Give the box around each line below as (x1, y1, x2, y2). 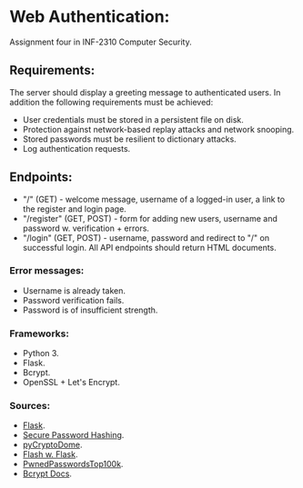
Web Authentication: (9, 6, 170, 27)
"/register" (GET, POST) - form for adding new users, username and (22, 213, 278, 224)
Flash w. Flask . (22, 449, 78, 460)
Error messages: (9, 264, 85, 277)
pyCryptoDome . (22, 439, 83, 451)
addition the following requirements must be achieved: (9, 96, 214, 107)
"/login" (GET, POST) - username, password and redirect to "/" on (22, 232, 270, 243)
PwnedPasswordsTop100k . (22, 459, 124, 470)
